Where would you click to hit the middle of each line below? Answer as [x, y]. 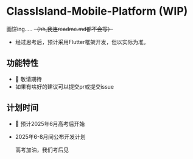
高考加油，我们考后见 [42, 150]
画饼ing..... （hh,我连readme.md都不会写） [60, 29]
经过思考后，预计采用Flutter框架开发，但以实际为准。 [82, 42]
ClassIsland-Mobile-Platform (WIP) [97, 11]
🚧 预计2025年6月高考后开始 [50, 124]
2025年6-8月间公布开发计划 [50, 136]
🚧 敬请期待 [28, 79]
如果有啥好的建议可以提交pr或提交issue [65, 86]
